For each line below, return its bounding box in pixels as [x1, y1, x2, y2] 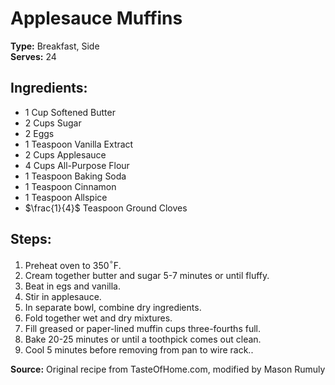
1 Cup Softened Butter [24, 106, 116, 118]
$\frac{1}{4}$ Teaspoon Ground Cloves [24, 202, 188, 214]
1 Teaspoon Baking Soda [24, 170, 127, 182]
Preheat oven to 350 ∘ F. [24, 257, 122, 271]
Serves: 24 [10, 50, 57, 62]
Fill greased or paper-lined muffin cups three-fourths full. [24, 323, 261, 335]
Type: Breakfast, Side [10, 40, 100, 52]
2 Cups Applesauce [24, 148, 107, 161]
